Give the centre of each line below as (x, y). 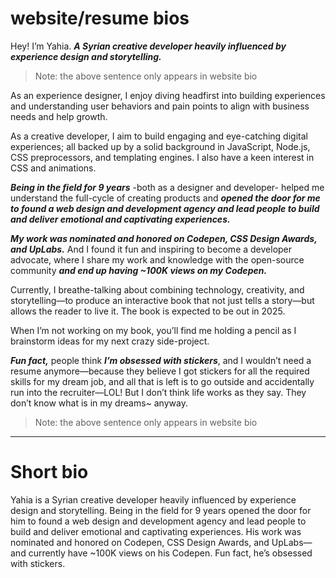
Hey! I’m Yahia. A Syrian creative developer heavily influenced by (148, 46)
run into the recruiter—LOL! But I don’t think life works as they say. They (158, 392)
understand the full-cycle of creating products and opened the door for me (165, 198)
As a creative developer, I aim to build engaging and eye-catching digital (159, 136)
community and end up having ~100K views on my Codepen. (139, 270)
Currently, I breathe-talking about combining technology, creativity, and (157, 289)
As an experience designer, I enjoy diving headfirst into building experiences (168, 95)
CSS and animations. (53, 168)
